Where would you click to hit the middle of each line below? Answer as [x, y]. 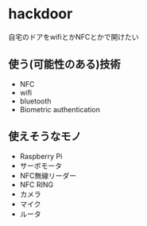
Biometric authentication [60, 109]
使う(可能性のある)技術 [64, 64]
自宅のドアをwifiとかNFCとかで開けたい [73, 37]
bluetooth [35, 101]
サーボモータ [41, 166]
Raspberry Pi [41, 156]
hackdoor [41, 14]
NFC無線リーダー [48, 175]
